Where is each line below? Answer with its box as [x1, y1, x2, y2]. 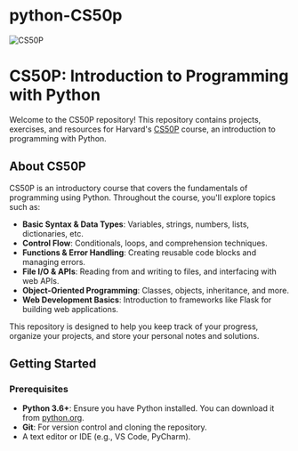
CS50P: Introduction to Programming [9, 66, 289, 86]
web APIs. [21, 275, 60, 286]
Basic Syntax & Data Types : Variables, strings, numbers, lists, [21, 219, 250, 230]
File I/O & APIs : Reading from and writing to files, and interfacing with [21, 266, 278, 277]
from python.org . [21, 413, 85, 423]
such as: [9, 201, 41, 212]
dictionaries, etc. [21, 228, 85, 238]
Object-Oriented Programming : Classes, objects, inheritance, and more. [21, 285, 289, 295]
